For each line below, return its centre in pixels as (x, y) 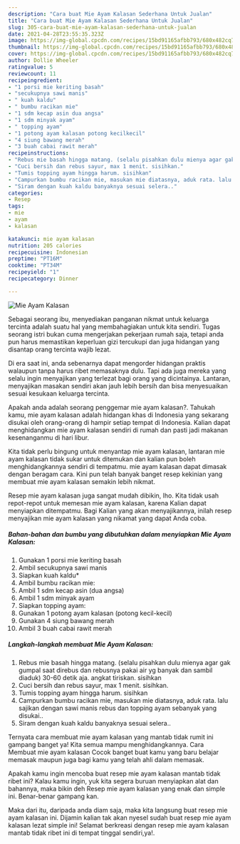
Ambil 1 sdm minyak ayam (56, 598)
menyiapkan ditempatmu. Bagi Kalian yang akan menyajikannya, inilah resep (120, 510)
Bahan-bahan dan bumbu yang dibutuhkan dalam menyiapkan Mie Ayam (120, 535)
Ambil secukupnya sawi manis (63, 567)
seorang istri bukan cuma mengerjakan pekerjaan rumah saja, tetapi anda (116, 334)
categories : (26, 193)
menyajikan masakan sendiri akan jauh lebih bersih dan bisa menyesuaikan (118, 386)
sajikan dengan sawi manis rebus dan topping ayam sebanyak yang (118, 708)
